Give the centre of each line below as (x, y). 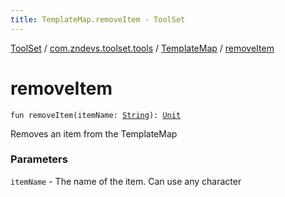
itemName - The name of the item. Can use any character (126, 181)
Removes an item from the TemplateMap (94, 133)
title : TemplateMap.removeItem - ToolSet (98, 19)
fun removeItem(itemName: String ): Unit (96, 115)
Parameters (39, 159)
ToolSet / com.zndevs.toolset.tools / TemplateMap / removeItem (142, 48)
